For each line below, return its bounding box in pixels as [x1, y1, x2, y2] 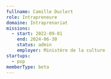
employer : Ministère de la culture [17, 48, 106, 53]
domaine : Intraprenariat [6, 20, 68, 26]
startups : [6, 53, 31, 59]
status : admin [17, 42, 52, 48]
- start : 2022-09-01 [11, 31, 63, 37]
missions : [6, 25, 31, 31]
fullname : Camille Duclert [6, 8, 73, 15]
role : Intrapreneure [6, 14, 58, 20]
